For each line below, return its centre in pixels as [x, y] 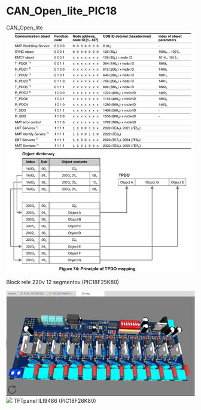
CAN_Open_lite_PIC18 [62, 11]
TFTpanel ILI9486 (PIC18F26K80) [55, 401]
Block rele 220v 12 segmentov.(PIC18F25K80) [63, 282]
